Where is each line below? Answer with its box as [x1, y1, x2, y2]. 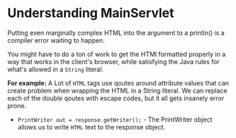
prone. [7, 101, 27, 110]
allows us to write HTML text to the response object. [17, 122, 166, 131]
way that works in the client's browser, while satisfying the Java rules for [7, 57, 220, 65]
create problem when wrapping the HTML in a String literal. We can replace [7, 86, 228, 95]
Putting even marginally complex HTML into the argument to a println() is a [7, 28, 225, 37]
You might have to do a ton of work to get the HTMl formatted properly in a [7, 50, 226, 58]
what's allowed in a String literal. [7, 65, 104, 73]
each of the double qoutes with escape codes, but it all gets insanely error [7, 94, 225, 102]
